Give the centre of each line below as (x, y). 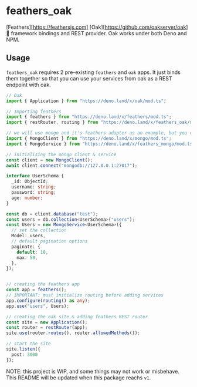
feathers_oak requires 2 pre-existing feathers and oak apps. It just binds (93, 72)
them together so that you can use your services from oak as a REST (89, 78)
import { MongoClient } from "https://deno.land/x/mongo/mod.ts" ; (89, 139)
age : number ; (27, 198)
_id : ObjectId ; (30, 181)
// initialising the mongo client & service (61, 154)
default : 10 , (33, 252)
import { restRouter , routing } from (52, 122)
